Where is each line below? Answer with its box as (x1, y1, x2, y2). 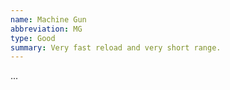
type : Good (10, 33, 56, 43)
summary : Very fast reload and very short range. (10, 42, 222, 53)
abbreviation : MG (10, 24, 83, 34)
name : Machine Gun (10, 14, 87, 25)
